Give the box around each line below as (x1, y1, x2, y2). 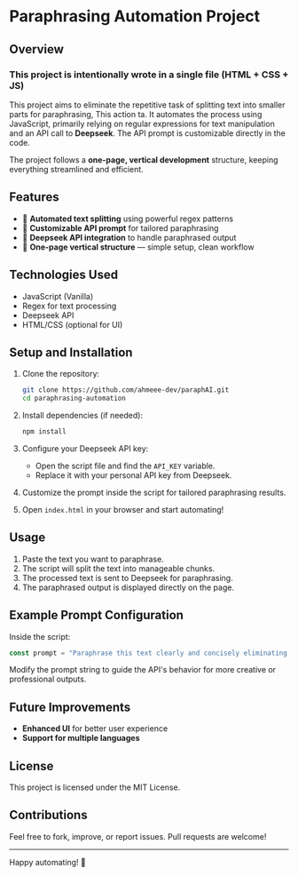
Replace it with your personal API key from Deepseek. (35, 469, 232, 481)
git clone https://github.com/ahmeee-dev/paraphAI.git (21, 386, 230, 394)
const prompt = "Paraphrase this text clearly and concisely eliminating (9, 649, 288, 657)
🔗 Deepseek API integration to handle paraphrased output (21, 232, 237, 243)
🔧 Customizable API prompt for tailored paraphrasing (21, 222, 219, 233)
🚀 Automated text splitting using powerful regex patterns (21, 213, 233, 224)
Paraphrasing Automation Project (9, 6, 261, 27)
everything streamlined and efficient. (9, 163, 144, 174)
